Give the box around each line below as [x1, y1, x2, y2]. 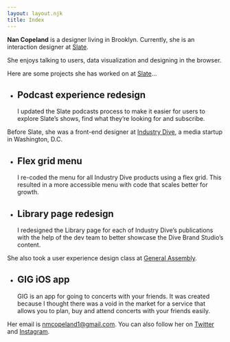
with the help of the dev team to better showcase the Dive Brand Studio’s [16, 233, 224, 241]
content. [16, 240, 41, 249]
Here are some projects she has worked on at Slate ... [7, 69, 157, 78]
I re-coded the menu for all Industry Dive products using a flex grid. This [16, 173, 222, 182]
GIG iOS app [16, 274, 70, 286]
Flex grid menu [16, 155, 82, 167]
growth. [16, 188, 39, 196]
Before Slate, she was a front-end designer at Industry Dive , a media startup [7, 128, 223, 136]
